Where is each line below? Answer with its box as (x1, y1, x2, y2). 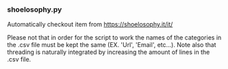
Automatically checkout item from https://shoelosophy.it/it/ (7, 20, 173, 29)
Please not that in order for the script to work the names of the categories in (7, 33, 222, 42)
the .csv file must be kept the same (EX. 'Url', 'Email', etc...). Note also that (7, 41, 217, 49)
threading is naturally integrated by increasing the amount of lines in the (7, 48, 210, 56)
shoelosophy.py (7, 5, 62, 14)
